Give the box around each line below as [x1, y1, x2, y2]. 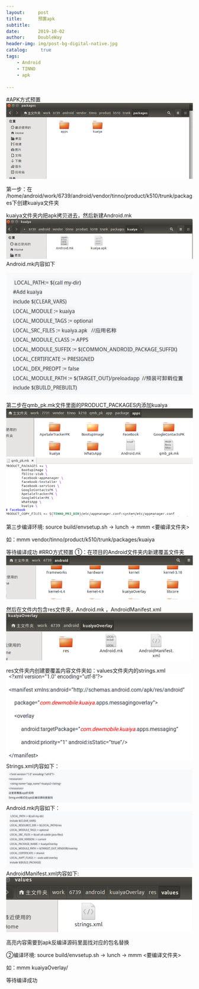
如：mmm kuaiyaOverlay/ [6, 964, 68, 971]
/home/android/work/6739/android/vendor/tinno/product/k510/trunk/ [6, 192, 175, 199]
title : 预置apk [6, 15, 55, 22]
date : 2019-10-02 [6, 28, 65, 34]
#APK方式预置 [6, 96, 41, 103]
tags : [6, 53, 20, 59]
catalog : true [6, 47, 52, 53]
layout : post [6, 9, 49, 15]
